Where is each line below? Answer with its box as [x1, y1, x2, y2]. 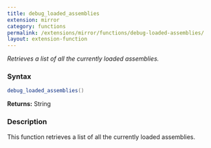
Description [7, 117, 47, 127]
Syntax [7, 72, 32, 81]
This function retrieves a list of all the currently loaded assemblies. [7, 132, 196, 141]
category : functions [7, 23, 67, 30]
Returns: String [7, 100, 52, 108]
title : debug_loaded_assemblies [7, 10, 100, 17]
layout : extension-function [7, 36, 88, 43]
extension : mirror [7, 17, 60, 23]
